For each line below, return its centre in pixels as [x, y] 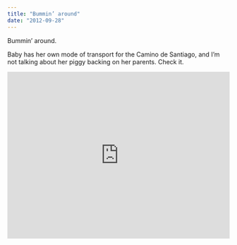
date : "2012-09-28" [36, 20]
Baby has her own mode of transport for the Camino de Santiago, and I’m [114, 54]
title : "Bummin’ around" [44, 14]
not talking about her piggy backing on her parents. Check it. [96, 61]
